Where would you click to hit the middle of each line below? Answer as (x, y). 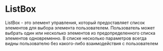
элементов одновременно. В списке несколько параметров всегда (76, 38)
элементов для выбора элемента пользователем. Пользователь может (80, 27)
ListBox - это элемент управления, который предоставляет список (75, 23)
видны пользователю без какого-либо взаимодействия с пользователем (81, 43)
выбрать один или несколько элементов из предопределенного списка (80, 33)
